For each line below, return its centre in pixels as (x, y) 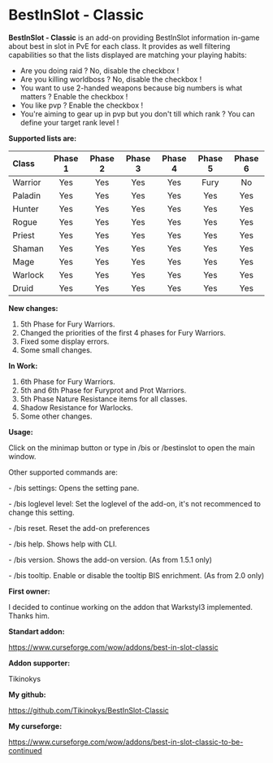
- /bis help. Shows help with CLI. (63, 544)
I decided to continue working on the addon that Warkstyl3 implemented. (131, 607)
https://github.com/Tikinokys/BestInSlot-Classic (89, 710)
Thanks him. (29, 616)
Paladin (27, 195)
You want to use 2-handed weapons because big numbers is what (131, 88)
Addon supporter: (39, 663)
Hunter (26, 208)
